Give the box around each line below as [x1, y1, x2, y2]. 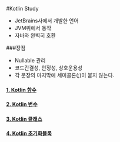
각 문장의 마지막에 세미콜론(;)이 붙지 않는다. [14, 72, 115, 78]
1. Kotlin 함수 [6, 86, 37, 93]
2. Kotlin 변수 [6, 101, 38, 108]
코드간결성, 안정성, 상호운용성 [14, 64, 83, 71]
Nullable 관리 [14, 57, 46, 64]
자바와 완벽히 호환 [14, 32, 56, 39]
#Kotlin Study [6, 5, 39, 12]
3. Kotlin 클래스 [6, 115, 42, 123]
